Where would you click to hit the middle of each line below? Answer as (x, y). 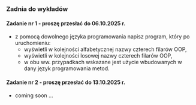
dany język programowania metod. (67, 68)
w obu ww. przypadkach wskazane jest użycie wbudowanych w (103, 62)
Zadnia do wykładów (37, 9)
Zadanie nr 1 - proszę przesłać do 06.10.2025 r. (66, 23)
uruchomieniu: (33, 43)
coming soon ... (34, 95)
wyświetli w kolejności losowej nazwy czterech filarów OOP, (98, 56)
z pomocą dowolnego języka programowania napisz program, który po (102, 37)
